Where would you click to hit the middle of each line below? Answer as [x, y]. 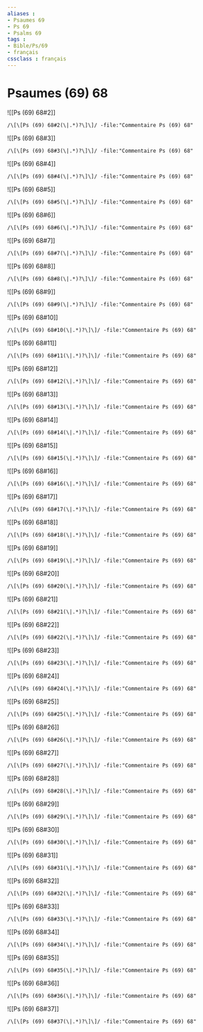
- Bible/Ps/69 [28, 46]
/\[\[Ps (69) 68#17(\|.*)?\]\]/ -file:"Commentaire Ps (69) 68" [102, 509]
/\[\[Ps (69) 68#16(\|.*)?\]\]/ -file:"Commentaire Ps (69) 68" [102, 483]
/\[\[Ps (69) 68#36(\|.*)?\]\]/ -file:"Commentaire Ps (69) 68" [102, 996]
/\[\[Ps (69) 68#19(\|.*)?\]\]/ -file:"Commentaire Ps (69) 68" [102, 560]
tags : [17, 40]
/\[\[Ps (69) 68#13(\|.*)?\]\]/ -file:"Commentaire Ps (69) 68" [102, 407]
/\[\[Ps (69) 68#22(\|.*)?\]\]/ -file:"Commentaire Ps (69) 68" [102, 637]
